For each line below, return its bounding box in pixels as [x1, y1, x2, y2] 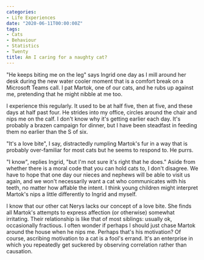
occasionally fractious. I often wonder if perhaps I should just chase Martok [6, 222, 196, 229]
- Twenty [6, 49, 29, 55]
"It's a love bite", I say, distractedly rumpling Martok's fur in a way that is [6, 139, 188, 147]
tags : [6, 26, 20, 32]
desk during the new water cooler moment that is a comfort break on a [6, 77, 184, 85]
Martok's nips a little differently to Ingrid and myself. [6, 190, 137, 198]
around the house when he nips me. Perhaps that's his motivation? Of [6, 228, 181, 235]
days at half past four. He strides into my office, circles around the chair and [6, 108, 197, 116]
